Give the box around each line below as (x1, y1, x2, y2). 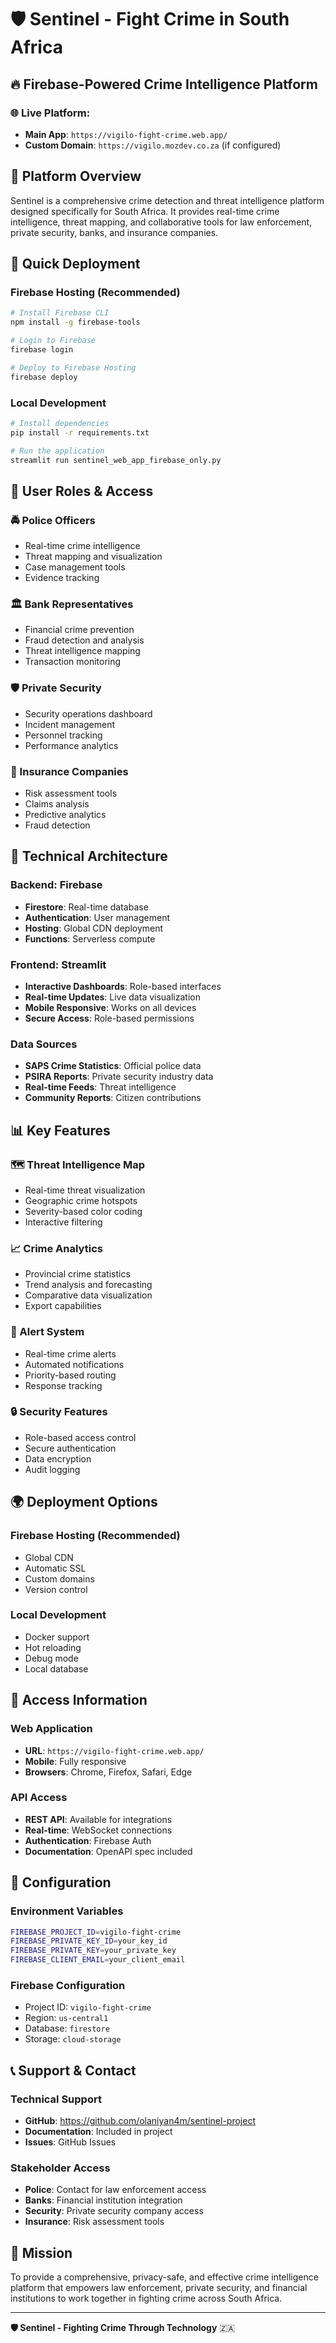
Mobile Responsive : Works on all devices (24, 1001, 197, 1013)
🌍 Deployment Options (10, 1494, 158, 1511)
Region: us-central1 (24, 2012, 109, 2024)
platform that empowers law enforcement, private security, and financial (10, 2282, 308, 2294)
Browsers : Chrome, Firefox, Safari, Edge (24, 1766, 193, 1778)
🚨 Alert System (10, 1325, 85, 1339)
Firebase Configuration (10, 1978, 126, 1992)
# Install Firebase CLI (10, 308, 110, 318)
